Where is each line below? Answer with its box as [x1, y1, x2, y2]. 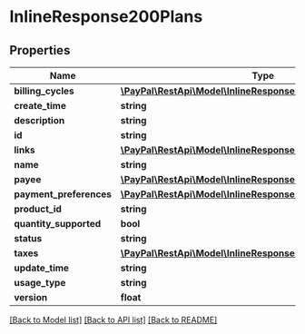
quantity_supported [14, 218, 102, 230]
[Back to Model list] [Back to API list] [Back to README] [9, 315, 218, 325]
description [14, 114, 65, 126]
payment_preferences [14, 188, 112, 201]
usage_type [14, 277, 66, 289]
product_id [14, 202, 62, 215]
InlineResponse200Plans [9, 6, 203, 27]
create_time [14, 100, 66, 112]
